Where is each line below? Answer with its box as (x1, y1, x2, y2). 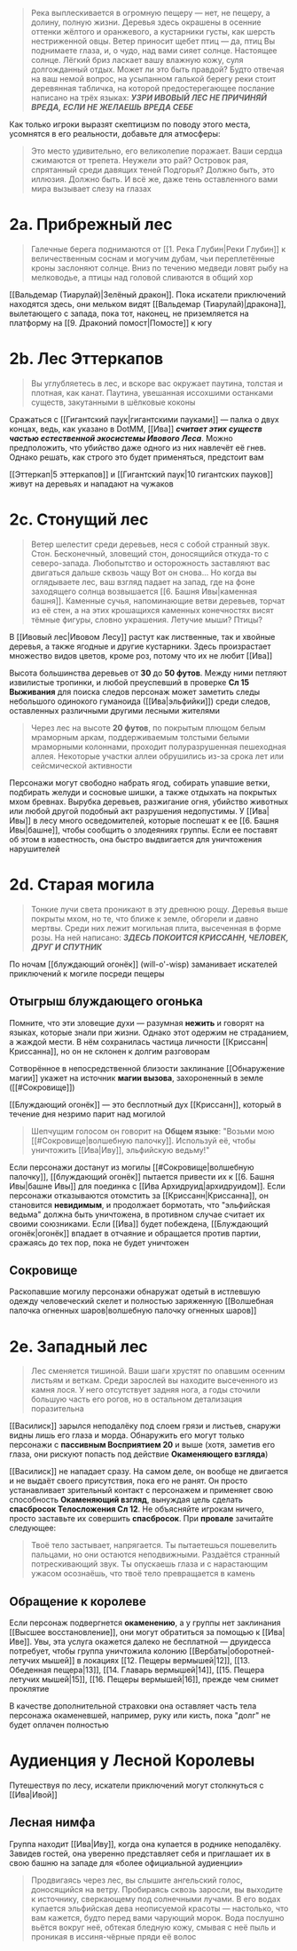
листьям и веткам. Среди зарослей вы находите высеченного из (30, 1375, 278, 1386)
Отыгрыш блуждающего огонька (9, 994, 204, 1009)
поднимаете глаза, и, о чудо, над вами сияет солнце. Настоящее (30, 45, 277, 56)
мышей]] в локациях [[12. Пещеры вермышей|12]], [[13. (41, 1655, 251, 1666)
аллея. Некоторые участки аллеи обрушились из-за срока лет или (30, 750, 284, 762)
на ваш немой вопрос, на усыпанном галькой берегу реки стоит (30, 74, 277, 83)
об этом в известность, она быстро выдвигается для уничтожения (9, 833, 262, 844)
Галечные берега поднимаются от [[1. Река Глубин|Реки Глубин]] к (30, 243, 286, 254)
